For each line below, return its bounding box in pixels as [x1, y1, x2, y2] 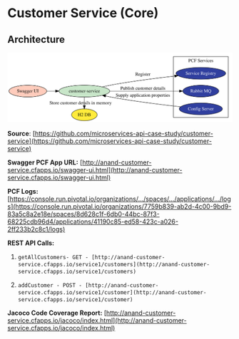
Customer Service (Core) [7, 5, 159, 21]
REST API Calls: [7, 239, 55, 247]
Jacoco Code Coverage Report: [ [7, 308, 107, 318]
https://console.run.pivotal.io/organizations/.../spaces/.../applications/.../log [9, 194, 231, 204]
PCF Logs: [7, 187, 39, 196]
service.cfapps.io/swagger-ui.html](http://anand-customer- [7, 166, 183, 174]
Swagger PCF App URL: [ [7, 158, 83, 167]
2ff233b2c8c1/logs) [7, 225, 66, 234]
